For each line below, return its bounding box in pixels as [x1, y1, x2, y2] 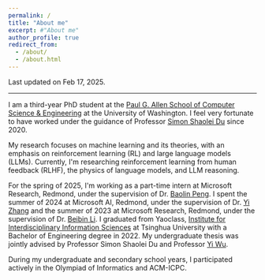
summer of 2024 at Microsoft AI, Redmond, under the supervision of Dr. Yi [8, 197, 250, 207]
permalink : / [8, 11, 51, 20]
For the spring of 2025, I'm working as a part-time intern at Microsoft [8, 181, 233, 190]
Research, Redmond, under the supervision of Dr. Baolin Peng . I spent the [8, 189, 248, 198]
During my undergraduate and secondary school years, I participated [8, 254, 233, 264]
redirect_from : [8, 41, 58, 49]
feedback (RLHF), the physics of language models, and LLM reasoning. [8, 165, 240, 174]
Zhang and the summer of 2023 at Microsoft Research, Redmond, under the [8, 206, 256, 215]
